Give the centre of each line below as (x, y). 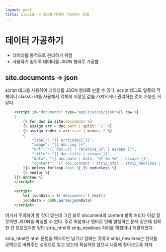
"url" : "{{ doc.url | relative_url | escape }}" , (84, 149)
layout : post (19, 10)
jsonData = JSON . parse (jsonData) (58, 200)
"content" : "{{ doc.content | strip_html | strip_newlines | (96, 163)
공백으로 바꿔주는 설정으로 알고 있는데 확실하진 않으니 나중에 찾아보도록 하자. (80, 245)
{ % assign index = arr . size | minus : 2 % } (68, 131)
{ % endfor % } (37, 173)
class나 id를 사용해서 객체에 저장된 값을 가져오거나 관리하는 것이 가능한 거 (90, 97)
